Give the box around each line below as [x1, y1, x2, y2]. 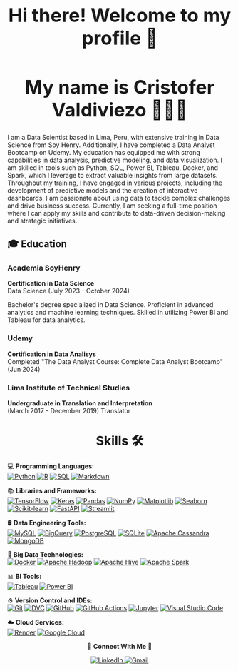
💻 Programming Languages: [7, 462, 95, 470]
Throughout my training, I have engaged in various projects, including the [7, 178, 223, 187]
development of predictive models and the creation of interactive [7, 186, 198, 194]
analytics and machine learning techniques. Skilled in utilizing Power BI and [7, 308, 229, 317]
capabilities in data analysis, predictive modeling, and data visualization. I [7, 156, 223, 164]
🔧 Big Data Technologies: [7, 550, 83, 558]
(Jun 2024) [7, 365, 41, 373]
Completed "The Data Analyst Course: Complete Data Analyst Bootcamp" [7, 357, 223, 365]
